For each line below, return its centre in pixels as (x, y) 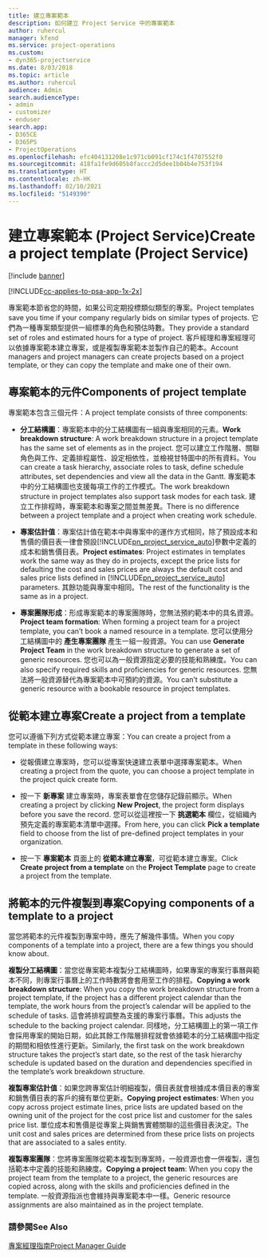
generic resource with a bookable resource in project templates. (125, 689)
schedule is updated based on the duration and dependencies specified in (130, 1063)
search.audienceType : (44, 97)
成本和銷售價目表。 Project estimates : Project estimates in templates (132, 552)
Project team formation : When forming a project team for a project (130, 622)
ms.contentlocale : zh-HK (49, 179)
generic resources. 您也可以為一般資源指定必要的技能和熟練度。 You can (138, 660)
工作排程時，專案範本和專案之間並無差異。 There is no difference (133, 506)
